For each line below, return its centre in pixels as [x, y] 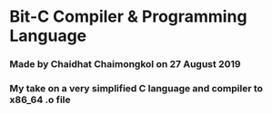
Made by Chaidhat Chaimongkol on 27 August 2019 [125, 64]
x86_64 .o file [40, 100]
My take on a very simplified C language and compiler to [136, 89]
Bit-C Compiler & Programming [128, 17]
